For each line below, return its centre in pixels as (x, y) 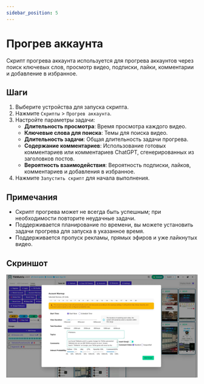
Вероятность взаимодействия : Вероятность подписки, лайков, (107, 165)
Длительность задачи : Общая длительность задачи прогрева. (106, 139)
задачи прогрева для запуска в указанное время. (80, 231)
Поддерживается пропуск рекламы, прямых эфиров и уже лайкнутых (106, 238)
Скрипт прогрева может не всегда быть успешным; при (88, 212)
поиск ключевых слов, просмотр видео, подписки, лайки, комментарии (100, 67)
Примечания (32, 197)
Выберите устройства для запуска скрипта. (72, 107)
